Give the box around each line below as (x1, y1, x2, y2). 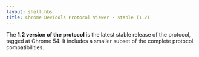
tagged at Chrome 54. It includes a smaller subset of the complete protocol (6, 37, 194, 44)
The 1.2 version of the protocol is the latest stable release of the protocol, (6, 31, 191, 38)
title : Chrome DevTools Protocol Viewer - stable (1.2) (6, 14, 150, 20)
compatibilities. (6, 43, 44, 51)
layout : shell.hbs (6, 8, 53, 15)
